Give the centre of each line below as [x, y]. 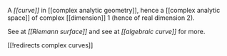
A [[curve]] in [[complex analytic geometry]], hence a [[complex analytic [114, 10]
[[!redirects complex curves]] [50, 45]
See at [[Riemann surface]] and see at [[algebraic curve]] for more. [106, 32]
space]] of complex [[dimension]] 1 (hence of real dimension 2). [101, 18]
